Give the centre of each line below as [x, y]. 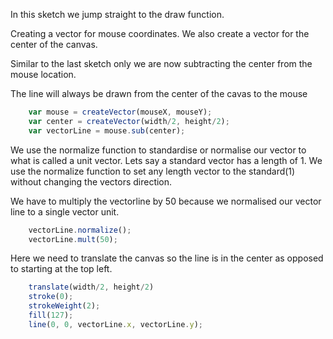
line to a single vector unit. [65, 211]
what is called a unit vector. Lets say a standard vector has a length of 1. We [166, 160]
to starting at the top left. [61, 269]
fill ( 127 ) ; [51, 315]
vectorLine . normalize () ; [80, 230]
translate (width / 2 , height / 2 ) [91, 287]
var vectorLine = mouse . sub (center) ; [107, 130]
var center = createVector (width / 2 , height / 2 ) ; [129, 121]
